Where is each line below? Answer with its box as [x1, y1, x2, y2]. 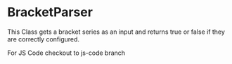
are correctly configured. [7, 34, 79, 43]
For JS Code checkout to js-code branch [7, 49, 125, 57]
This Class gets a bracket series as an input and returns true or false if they [7, 27, 225, 36]
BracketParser [7, 4, 94, 20]
